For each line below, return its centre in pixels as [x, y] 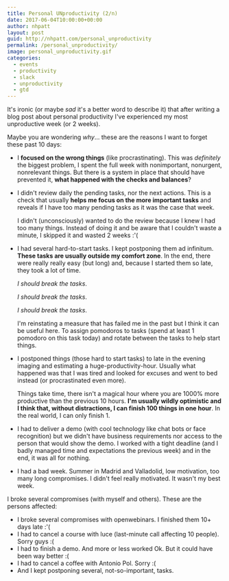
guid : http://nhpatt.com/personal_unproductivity [80, 39]
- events [26, 64]
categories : [24, 58]
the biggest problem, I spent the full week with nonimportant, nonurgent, [120, 165]
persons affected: [32, 506]
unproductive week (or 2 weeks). [54, 124]
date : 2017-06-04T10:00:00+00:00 [55, 20]
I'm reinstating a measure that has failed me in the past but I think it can [118, 323]
